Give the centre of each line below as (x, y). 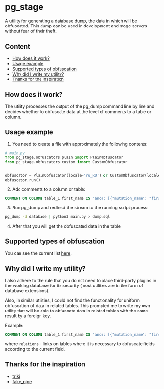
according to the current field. (35, 349)
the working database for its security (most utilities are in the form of (74, 285)
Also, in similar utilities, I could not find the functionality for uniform (72, 300)
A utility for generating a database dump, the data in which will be (71, 21)
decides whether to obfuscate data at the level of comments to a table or (78, 111)
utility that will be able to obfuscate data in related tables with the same (77, 311)
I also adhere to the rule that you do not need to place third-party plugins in (81, 281)
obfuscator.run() (23, 180)
